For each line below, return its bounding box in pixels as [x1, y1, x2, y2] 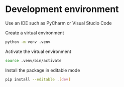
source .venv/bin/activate [5, 58, 62, 63]
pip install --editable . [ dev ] [5, 76, 71, 82]
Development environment [5, 3, 119, 15]
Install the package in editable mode [5, 67, 80, 73]
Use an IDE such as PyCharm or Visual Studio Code [5, 20, 112, 26]
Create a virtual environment [5, 29, 64, 35]
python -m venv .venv [5, 39, 51, 44]
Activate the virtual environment [5, 48, 72, 54]
